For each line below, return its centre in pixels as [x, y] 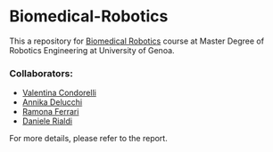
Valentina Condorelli [59, 93]
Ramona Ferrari [50, 112]
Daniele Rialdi [47, 121]
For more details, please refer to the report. [88, 139]
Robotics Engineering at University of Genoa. [92, 50]
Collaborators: [41, 73]
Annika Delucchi [52, 102]
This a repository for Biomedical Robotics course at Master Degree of [137, 41]
